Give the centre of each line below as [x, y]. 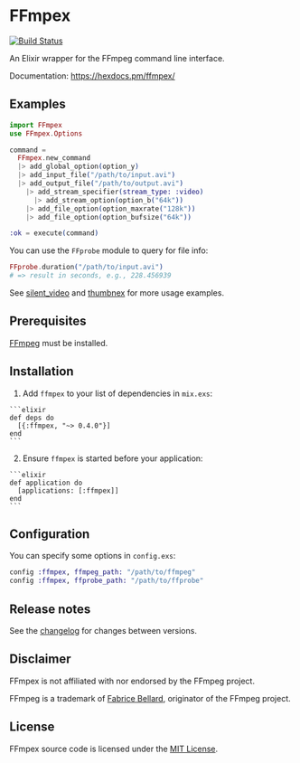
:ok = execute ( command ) [54, 233]
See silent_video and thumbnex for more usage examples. [117, 293]
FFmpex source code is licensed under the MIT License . [114, 749]
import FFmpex [36, 125]
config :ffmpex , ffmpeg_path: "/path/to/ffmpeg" [103, 572]
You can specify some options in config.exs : [93, 556]
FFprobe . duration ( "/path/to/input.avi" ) [87, 268]
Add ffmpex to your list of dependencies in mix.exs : [117, 393]
